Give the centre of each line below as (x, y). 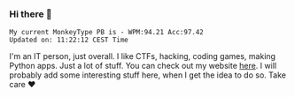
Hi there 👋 (31, 14)
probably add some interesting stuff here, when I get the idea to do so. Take (147, 75)
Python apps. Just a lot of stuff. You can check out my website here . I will (143, 66)
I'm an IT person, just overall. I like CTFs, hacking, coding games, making (143, 56)
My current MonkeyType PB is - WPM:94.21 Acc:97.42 (106, 33)
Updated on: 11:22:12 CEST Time (69, 40)
